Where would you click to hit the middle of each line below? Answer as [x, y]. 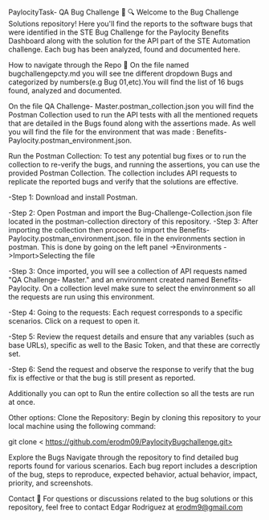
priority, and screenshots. [51, 483]
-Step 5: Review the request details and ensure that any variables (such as [131, 336]
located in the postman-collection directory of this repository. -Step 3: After [133, 221]
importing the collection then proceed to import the [93, 230]
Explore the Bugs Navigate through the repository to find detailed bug [123, 457]
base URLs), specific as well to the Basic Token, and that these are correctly [134, 345]
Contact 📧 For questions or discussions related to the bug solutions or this [131, 499]
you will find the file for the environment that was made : [102, 132]
